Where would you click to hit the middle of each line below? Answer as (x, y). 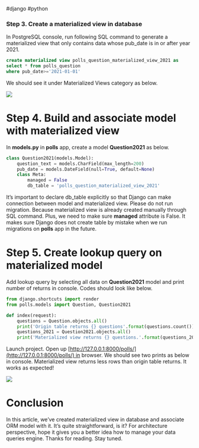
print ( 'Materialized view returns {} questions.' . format (89, 338)
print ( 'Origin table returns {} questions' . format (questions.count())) (107, 327)
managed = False (47, 180)
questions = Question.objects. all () (62, 321)
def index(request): (32, 315)
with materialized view (63, 131)
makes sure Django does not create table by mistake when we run (87, 223)
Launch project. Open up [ (38, 349)
